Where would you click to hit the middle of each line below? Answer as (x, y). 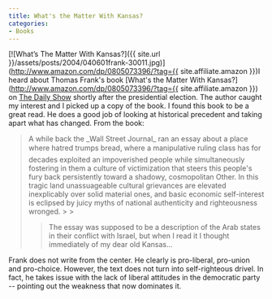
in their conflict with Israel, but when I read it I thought (139, 236)
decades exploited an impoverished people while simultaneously (136, 160)
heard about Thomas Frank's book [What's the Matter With (107, 80)
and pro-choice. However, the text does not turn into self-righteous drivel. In (136, 269)
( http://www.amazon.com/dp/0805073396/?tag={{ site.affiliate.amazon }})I (134, 71)
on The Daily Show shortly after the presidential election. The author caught (135, 97)
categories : (28, 24)
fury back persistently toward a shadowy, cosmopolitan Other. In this (143, 177)
